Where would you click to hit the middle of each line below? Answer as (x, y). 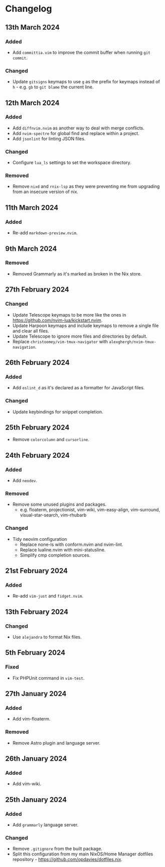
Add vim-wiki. (27, 784)
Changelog (29, 9)
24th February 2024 (38, 455)
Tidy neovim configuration (40, 539)
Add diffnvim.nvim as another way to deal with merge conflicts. (78, 128)
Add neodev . (25, 480)
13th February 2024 (37, 612)
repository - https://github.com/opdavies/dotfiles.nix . (67, 859)
